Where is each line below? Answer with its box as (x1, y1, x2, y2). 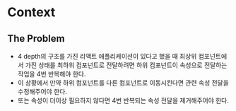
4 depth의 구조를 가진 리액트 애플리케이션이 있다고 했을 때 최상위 (17, 52, 197, 60)
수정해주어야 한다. (17, 88, 67, 95)
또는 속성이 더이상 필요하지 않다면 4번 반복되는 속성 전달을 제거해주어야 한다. (17, 96, 230, 105)
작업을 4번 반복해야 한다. (17, 70, 86, 78)
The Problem (7, 33, 65, 45)
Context (7, 4, 56, 21)
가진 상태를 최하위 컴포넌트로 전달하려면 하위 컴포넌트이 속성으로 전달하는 (25, 61, 228, 69)
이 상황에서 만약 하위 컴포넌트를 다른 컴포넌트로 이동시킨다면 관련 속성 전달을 (17, 78, 230, 87)
